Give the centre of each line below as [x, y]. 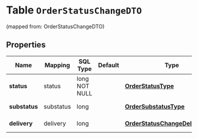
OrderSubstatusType [155, 106]
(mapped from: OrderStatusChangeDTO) [55, 26]
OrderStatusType [149, 86]
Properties [26, 45]
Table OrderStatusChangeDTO [74, 10]
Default [109, 65]
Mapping [57, 65]
